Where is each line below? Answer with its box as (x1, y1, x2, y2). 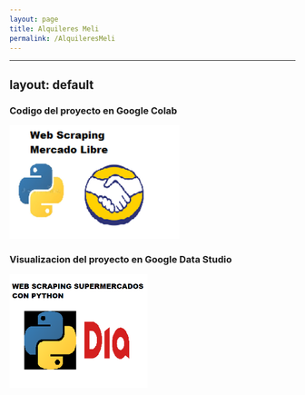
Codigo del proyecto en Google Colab (9, 104, 178, 117)
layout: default (9, 77, 94, 93)
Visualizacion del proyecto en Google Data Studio (9, 252, 232, 265)
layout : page (9, 15, 59, 24)
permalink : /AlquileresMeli (9, 34, 116, 43)
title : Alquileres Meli (9, 24, 100, 34)
